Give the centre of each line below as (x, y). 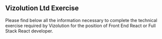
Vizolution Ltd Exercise (42, 8)
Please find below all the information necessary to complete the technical (81, 20)
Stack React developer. (29, 31)
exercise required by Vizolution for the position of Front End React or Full (80, 25)
